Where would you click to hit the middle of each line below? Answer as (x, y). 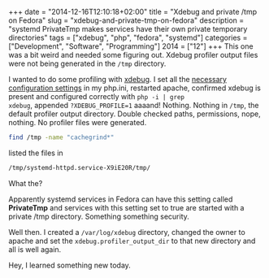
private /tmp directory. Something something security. (99, 216)
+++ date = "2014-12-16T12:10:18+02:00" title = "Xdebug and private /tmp (133, 12)
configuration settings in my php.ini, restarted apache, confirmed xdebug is (135, 88)
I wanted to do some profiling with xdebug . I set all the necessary (118, 79)
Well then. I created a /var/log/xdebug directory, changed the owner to (127, 232)
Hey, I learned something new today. (70, 265)
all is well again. (35, 249)
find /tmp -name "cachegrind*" (61, 137)
